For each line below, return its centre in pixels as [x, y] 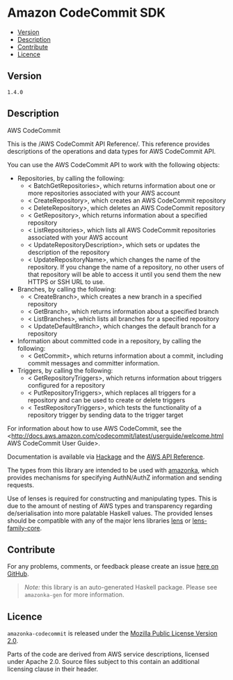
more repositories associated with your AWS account [104, 193]
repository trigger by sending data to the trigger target [105, 415]
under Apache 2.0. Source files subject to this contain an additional [103, 662]
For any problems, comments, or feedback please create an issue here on [113, 567]
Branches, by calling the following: [67, 289]
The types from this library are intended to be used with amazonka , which [113, 470]
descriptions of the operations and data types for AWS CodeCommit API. [112, 151]
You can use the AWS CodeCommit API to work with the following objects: [114, 164]
